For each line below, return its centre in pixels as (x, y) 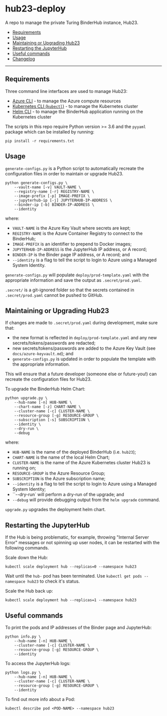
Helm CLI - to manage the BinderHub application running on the (78, 111)
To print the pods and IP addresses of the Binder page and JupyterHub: (79, 627)
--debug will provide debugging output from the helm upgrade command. (86, 500)
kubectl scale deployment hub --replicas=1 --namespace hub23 (71, 600)
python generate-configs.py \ (37, 183)
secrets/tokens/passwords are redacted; (54, 343)
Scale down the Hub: (27, 558)
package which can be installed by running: (50, 132)
